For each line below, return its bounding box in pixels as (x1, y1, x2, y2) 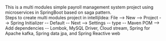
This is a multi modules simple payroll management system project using (5, 4, 154, 10)
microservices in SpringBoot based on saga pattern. (5, 9, 111, 15)
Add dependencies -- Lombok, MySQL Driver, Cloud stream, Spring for (5, 25, 150, 31)
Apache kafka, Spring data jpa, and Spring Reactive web (5, 31, 120, 36)
